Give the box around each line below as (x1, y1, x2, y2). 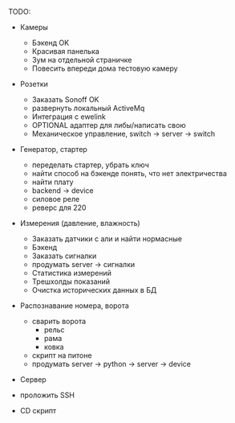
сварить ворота (31, 317, 87, 326)
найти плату (31, 177, 74, 187)
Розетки (19, 80, 48, 88)
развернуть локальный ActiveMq (31, 104, 145, 113)
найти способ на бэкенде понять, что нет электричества (31, 169, 227, 178)
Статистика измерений (31, 269, 112, 277)
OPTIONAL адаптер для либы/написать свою (31, 121, 186, 129)
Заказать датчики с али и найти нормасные (31, 234, 183, 244)
